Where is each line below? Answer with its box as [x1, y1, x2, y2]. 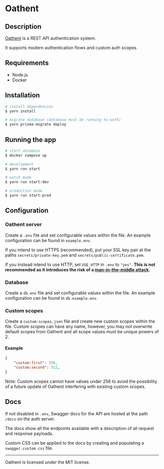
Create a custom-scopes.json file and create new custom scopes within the [5, 318, 155, 325]
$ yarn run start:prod [5, 193, 51, 198]
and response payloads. [5, 430, 54, 436]
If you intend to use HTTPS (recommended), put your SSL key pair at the [5, 247, 151, 253]
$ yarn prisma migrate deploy [5, 122, 67, 127]
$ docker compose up [5, 153, 47, 158]
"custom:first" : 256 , [14, 361, 58, 366]
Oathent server [5, 221, 42, 228]
